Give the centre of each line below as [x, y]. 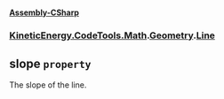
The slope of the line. [48, 85]
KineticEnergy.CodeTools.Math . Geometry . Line [112, 35]
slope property [50, 63]
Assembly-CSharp [44, 12]
